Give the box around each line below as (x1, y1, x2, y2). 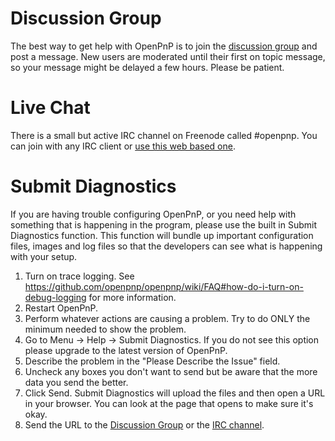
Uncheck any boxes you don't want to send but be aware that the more (24, 365, 318, 377)
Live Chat (10, 97, 91, 119)
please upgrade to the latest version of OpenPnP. (24, 344, 228, 356)
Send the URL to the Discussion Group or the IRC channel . (24, 418, 265, 431)
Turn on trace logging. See (24, 270, 135, 282)
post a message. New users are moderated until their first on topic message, (10, 50, 326, 62)
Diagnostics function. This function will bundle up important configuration (10, 229, 314, 241)
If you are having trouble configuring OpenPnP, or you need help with (10, 208, 297, 220)
